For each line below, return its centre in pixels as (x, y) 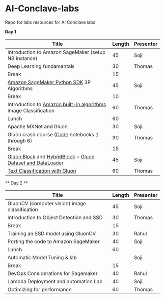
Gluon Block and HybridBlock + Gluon (51, 156)
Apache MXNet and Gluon (38, 126)
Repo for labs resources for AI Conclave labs (50, 22)
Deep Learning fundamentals (41, 66)
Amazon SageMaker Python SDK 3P (49, 82)
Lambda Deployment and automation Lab (55, 281)
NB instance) (23, 58)
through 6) (20, 141)
